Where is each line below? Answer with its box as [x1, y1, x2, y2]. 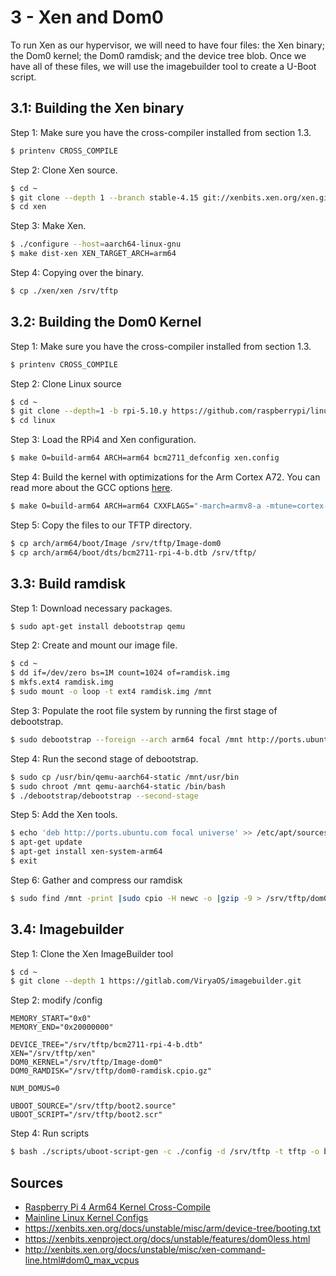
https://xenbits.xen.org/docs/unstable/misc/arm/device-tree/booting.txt [24, 1222, 322, 1234]
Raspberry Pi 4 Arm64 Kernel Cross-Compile [24, 1201, 211, 1213]
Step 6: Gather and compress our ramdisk [10, 874, 183, 886]
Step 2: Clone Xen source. [10, 164, 118, 176]
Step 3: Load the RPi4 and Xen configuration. [10, 434, 197, 446]
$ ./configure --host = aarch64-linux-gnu [10, 239, 182, 250]
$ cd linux [10, 416, 56, 426]
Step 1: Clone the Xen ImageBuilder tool [10, 947, 174, 960]
